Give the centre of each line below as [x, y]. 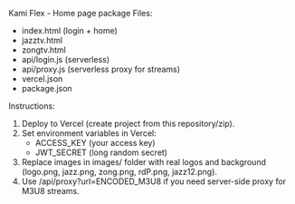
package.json [47, 88]
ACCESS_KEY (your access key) [95, 143]
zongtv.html [44, 50]
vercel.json [42, 79]
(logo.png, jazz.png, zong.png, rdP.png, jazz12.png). [119, 172]
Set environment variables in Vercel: [89, 133]
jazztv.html [42, 40]
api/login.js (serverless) [66, 59]
